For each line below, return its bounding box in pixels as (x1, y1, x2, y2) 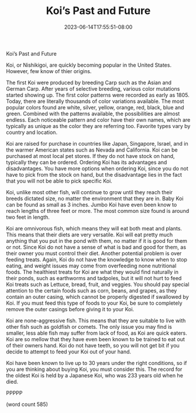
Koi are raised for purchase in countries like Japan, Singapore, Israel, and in (6, 140, 188, 147)
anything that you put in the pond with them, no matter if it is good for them (6, 237, 187, 244)
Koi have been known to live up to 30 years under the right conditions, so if (6, 359, 187, 366)
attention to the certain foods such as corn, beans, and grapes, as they (6, 287, 177, 294)
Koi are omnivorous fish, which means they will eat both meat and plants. (6, 225, 183, 232)
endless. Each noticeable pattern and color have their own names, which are (6, 116, 191, 123)
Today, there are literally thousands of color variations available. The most (6, 98, 184, 105)
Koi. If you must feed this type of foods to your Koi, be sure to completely (6, 300, 183, 307)
